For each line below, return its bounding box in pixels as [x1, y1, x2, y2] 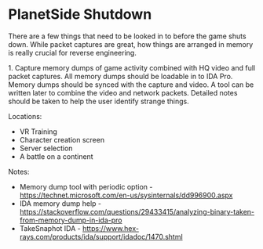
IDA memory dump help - [19, 198, 102, 208]
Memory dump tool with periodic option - [19, 182, 153, 191]
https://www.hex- [82, 223, 140, 233]
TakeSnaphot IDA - [19, 223, 81, 233]
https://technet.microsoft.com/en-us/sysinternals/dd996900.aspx [19, 190, 233, 200]
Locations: [8, 111, 42, 121]
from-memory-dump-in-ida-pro [19, 215, 122, 225]
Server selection [19, 143, 73, 153]
